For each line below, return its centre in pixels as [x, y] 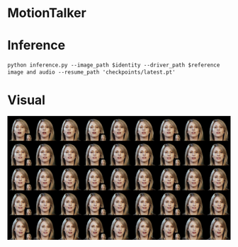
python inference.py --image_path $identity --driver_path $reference [114, 65]
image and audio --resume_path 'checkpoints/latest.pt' [91, 72]
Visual [27, 100]
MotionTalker [47, 13]
